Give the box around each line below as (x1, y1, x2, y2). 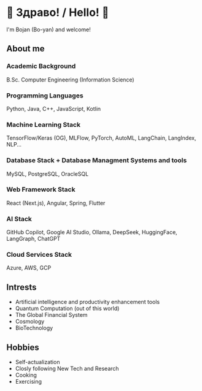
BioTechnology (15, 324, 53, 332)
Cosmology (15, 318, 45, 325)
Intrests (6, 282, 37, 292)
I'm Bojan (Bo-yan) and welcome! (6, 26, 91, 33)
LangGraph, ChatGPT (6, 235, 61, 243)
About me (6, 44, 45, 54)
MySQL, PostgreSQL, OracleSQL (6, 170, 89, 177)
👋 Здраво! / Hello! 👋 (6, 6, 109, 20)
